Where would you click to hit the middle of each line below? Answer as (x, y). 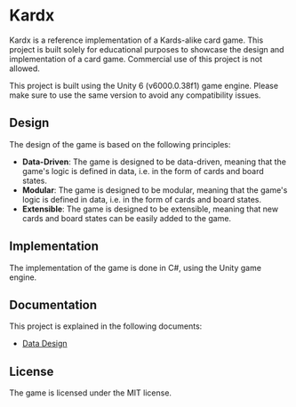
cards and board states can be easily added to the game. (127, 218)
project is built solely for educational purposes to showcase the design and (147, 49)
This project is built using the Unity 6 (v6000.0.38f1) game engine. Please (144, 85)
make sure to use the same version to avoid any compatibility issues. (135, 95)
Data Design (45, 344)
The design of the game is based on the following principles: (120, 144)
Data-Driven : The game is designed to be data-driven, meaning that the (154, 162)
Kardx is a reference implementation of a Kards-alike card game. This (136, 40)
